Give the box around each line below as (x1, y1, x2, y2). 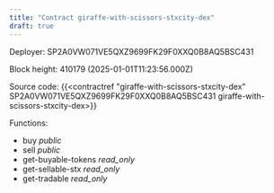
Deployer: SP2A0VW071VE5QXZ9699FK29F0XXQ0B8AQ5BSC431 (9, 46, 254, 57)
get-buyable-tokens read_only (22, 154, 136, 164)
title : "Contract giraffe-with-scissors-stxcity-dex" (9, 13, 216, 22)
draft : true (9, 22, 54, 31)
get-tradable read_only (22, 172, 108, 184)
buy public (22, 135, 62, 145)
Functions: (9, 118, 49, 128)
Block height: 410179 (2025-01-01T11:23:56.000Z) (9, 64, 193, 75)
